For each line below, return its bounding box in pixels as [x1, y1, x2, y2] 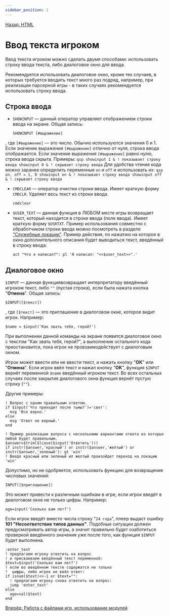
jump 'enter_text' [10, 583, 49, 588]
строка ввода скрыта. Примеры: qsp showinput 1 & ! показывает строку [5, 156, 161, 162]
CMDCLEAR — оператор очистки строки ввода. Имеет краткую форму [12, 186, 159, 192]
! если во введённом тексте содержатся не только [5, 565, 112, 570]
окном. [5, 349, 21, 356]
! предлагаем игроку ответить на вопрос [5, 551, 92, 557]
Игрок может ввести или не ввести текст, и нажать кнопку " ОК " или [5, 359, 154, 365]
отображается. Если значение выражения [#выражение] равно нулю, [5, 151, 153, 157]
